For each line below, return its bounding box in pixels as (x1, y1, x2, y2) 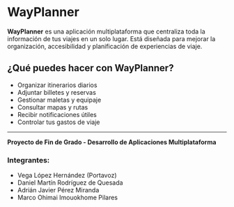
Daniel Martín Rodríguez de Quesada (17, 178, 123, 187)
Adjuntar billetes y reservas (17, 88, 96, 96)
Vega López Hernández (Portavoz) (17, 171, 117, 180)
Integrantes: (7, 155, 50, 164)
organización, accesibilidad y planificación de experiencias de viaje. (7, 42, 203, 50)
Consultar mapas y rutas (17, 102, 88, 112)
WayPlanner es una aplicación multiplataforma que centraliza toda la (7, 27, 205, 36)
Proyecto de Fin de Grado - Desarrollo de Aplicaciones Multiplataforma (7, 137, 217, 146)
